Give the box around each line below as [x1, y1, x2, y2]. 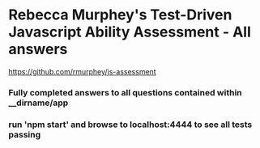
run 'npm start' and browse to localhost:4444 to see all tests [8, 119, 253, 130]
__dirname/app [8, 97, 69, 108]
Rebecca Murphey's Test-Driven [8, 6, 232, 24]
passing [8, 129, 41, 140]
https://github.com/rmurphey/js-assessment [8, 66, 156, 76]
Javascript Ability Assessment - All [8, 23, 251, 41]
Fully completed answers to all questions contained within [8, 87, 243, 98]
